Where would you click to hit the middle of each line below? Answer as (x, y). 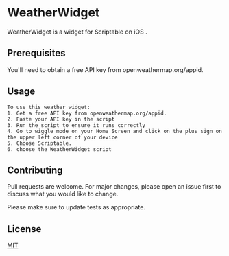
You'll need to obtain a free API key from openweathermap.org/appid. (105, 69)
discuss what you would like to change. (63, 194)
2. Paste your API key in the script (61, 119)
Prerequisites (36, 53)
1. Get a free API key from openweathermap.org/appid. (87, 113)
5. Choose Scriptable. (39, 143)
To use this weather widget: (49, 107)
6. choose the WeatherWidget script (59, 149)
